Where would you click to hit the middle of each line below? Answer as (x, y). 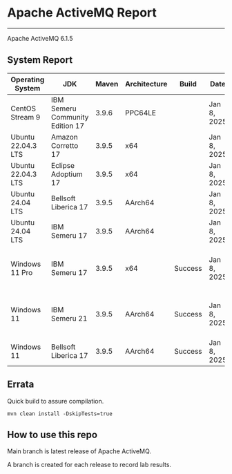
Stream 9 (26, 117)
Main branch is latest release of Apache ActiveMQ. (79, 451)
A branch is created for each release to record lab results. (89, 465)
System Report (40, 60)
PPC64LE (141, 113)
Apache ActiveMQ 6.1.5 (40, 38)
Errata (21, 385)
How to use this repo (52, 434)
